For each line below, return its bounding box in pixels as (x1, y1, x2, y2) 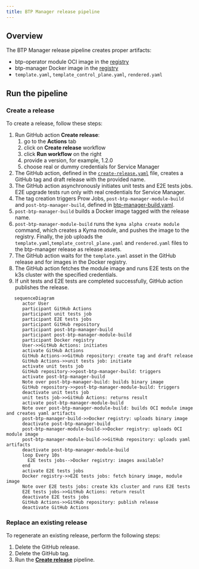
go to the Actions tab (23, 138, 76, 145)
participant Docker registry (21, 337, 95, 344)
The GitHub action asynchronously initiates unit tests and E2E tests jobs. (14, 182, 193, 189)
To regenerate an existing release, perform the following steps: (6, 532, 161, 539)
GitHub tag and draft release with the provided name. (14, 176, 146, 183)
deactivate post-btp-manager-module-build (21, 447, 129, 453)
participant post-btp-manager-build (21, 327, 113, 333)
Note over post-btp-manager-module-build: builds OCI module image (21, 405, 194, 411)
